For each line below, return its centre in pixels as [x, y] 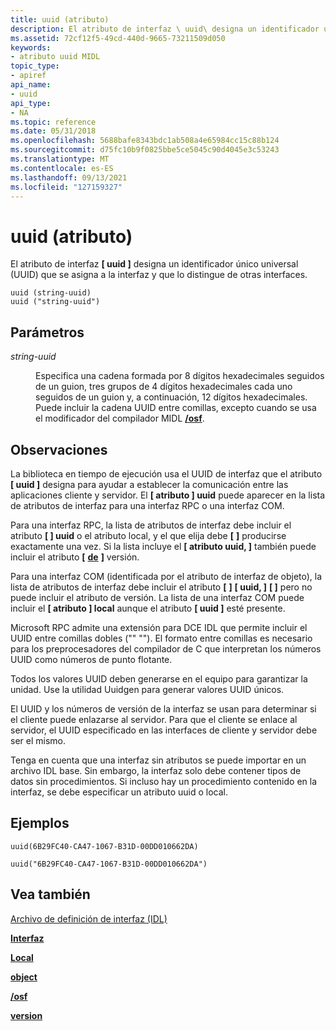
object [24, 977]
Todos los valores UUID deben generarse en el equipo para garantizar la [159, 678]
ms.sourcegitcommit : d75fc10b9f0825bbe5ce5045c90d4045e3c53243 [145, 150]
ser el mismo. [38, 740]
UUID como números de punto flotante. [91, 659]
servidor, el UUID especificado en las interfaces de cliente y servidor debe [164, 730]
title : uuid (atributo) [60, 19]
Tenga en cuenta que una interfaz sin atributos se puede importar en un [158, 760]
